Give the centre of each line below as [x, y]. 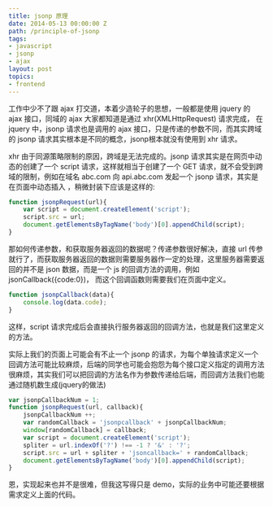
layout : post [30, 69]
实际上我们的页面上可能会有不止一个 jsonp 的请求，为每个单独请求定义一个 [133, 354]
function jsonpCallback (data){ [61, 295]
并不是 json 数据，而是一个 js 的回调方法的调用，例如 [111, 269]
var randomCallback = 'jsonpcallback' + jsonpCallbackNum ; [125, 423]
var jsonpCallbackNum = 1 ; [54, 400]
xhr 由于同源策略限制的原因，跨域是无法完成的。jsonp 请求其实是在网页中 [132, 156]
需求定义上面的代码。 [44, 495]
